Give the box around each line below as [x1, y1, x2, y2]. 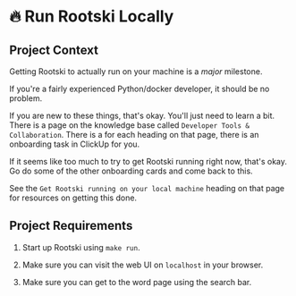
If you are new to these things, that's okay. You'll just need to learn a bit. [9, 110, 275, 121]
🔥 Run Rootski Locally [9, 6, 174, 27]
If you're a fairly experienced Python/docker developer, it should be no [9, 83, 270, 94]
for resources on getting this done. [9, 192, 137, 203]
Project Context [9, 42, 98, 57]
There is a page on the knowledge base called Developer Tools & [9, 120, 250, 131]
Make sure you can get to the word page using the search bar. [21, 276, 252, 287]
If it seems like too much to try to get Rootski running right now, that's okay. [9, 156, 288, 166]
